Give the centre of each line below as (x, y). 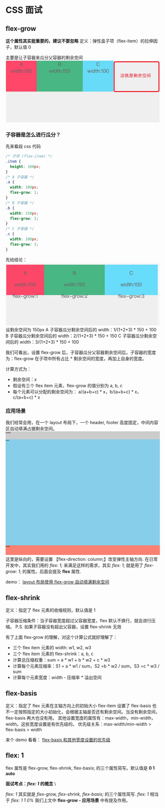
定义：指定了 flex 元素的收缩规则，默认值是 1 (51, 610)
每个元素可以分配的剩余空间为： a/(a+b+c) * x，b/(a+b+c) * (73, 392)
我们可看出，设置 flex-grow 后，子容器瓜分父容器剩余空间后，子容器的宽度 (81, 352)
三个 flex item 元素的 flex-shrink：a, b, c (53, 654)
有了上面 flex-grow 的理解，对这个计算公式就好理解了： (62, 637)
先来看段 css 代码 (23, 146)
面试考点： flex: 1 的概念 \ (31, 783)
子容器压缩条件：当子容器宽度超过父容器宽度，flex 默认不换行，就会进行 (78, 621)
